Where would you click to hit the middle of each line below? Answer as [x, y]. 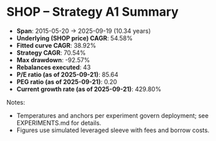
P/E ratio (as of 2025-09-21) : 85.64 [67, 74]
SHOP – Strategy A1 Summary [93, 12]
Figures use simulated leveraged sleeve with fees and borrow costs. [113, 130]
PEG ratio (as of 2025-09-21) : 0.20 [67, 81]
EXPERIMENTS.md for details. [59, 123]
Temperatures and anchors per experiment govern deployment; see [112, 115]
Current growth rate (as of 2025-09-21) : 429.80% [89, 89]
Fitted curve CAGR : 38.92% [56, 45]
